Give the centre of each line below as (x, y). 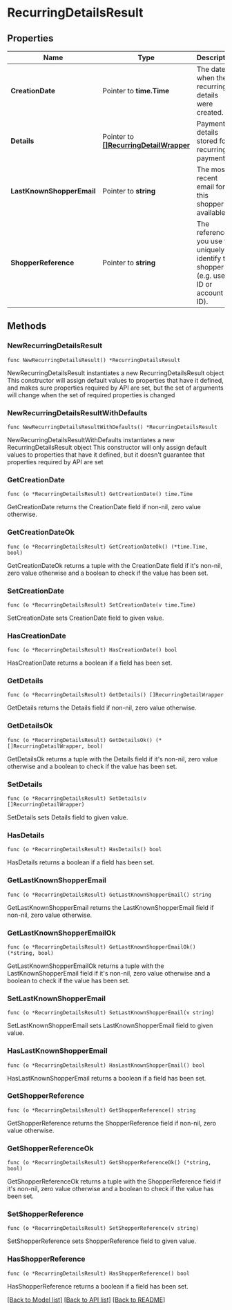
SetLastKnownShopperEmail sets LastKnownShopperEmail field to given (110, 1026)
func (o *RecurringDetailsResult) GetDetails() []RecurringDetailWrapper (116, 695)
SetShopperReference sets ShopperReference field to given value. (102, 1241)
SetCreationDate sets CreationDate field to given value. (86, 618)
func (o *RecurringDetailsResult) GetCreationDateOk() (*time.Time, (108, 547)
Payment (211, 124)
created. (210, 112)
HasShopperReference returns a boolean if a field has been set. (98, 1286)
